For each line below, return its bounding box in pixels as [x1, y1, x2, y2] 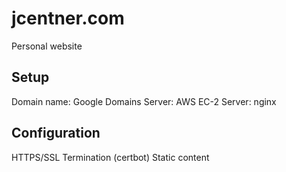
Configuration [11, 125, 101, 142]
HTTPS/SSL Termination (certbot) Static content [11, 151, 210, 163]
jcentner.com [11, 7, 125, 30]
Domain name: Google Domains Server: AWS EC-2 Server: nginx [11, 95, 277, 107]
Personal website [11, 40, 83, 52]
